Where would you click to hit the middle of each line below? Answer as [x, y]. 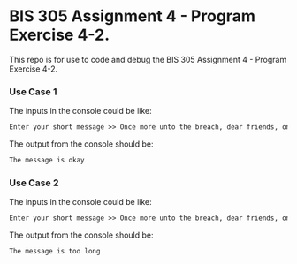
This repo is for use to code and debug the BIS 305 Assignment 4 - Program [148, 59]
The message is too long [55, 252]
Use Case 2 [34, 183]
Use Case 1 [33, 92]
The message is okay [47, 161]
